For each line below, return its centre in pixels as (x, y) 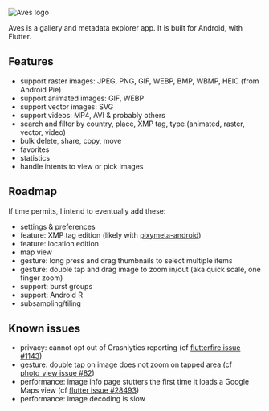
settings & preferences (57, 226)
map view (36, 252)
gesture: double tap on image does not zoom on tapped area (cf (126, 364)
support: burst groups (56, 286)
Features (31, 61)
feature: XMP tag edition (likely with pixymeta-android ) (110, 235)
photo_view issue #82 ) (57, 373)
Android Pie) (41, 89)
